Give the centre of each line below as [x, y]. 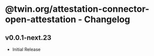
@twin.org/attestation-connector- [77, 9]
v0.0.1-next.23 [28, 38]
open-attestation [41, 19]
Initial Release [26, 49]
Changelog [107, 19]
